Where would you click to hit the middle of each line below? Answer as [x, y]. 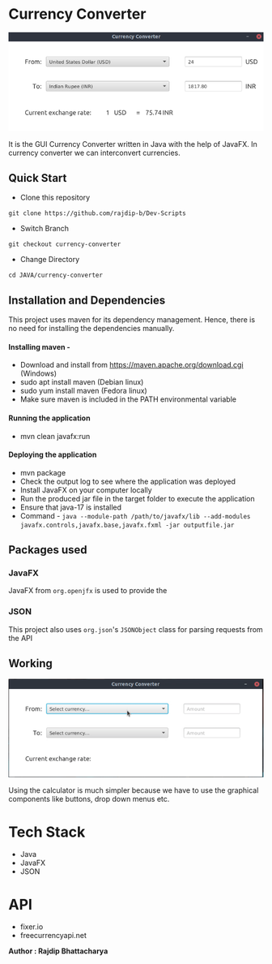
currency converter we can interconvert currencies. [94, 153]
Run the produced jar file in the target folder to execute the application [137, 498]
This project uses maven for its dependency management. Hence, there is [132, 320]
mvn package [43, 472]
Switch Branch [45, 229]
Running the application [49, 418]
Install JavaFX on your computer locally [86, 490]
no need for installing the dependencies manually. [91, 329]
